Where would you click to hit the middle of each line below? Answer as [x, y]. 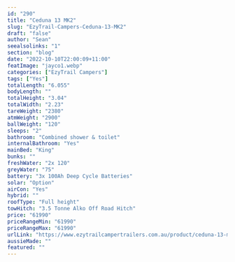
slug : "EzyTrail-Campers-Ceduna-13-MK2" [67, 27]
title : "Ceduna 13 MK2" [42, 20]
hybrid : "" [23, 196]
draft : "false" [29, 33]
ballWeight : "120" [34, 124]
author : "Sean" [29, 40]
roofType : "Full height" [43, 202]
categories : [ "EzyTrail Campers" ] [58, 72]
